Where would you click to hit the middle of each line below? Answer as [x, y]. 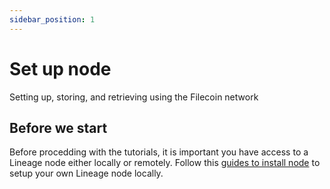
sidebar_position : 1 [52, 19]
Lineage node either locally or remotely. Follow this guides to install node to [165, 163]
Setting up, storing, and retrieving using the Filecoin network [134, 97]
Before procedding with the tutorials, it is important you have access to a [159, 152]
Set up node [60, 68]
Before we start [58, 127]
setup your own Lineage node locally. [86, 173]
